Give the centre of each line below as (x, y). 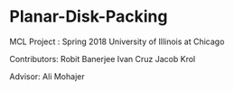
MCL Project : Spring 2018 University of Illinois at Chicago (117, 41)
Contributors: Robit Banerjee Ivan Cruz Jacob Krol (103, 59)
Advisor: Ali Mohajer (47, 76)
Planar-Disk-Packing (89, 17)
